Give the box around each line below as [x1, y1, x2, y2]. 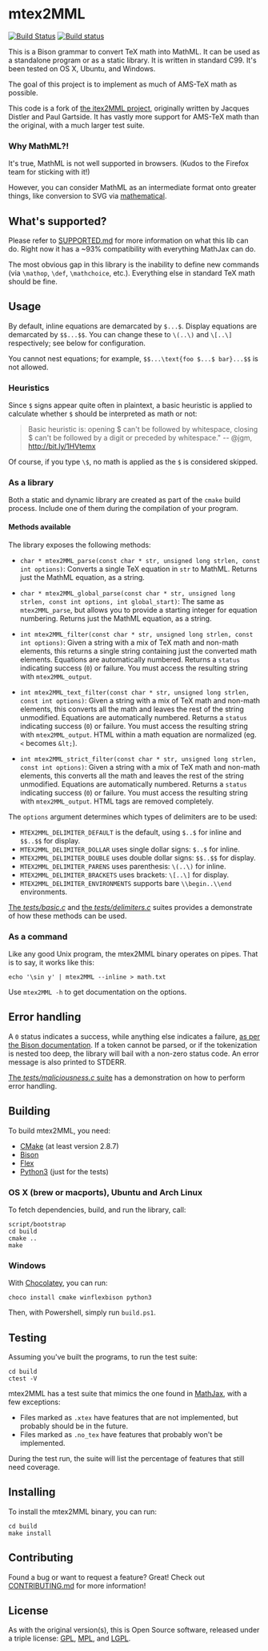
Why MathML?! [8, 140, 70, 151]
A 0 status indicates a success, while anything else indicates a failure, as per [8, 1031, 261, 1041]
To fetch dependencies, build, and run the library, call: [8, 1205, 186, 1214]
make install [8, 1529, 52, 1537]
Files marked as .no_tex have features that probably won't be [19, 1429, 223, 1439]
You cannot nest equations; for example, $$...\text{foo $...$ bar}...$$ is [8, 353, 258, 363]
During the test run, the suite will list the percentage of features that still [8, 1453, 245, 1463]
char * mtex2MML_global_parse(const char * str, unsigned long [19, 590, 236, 598]
